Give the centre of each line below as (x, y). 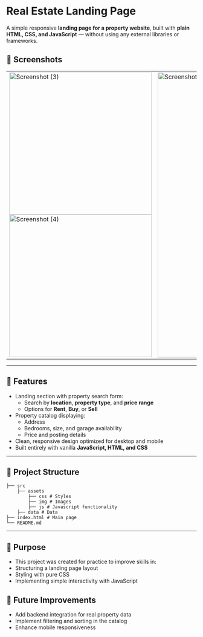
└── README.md (24, 523)
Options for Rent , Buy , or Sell (61, 409)
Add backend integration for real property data (73, 614)
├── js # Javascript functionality (73, 507)
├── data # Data (38, 513)
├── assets (31, 491)
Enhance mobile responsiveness (55, 627)
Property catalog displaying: (50, 415)
